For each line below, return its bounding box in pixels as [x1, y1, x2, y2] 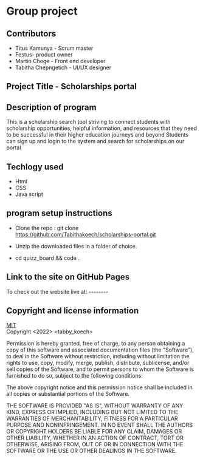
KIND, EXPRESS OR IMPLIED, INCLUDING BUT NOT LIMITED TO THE [6, 409, 179, 416]
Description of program [6, 102, 97, 112]
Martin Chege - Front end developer [15, 58, 106, 64]
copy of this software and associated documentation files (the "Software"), [6, 346, 194, 353]
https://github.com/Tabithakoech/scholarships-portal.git [15, 231, 156, 238]
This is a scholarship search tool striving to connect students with [6, 118, 171, 126]
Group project [6, 4, 78, 18]
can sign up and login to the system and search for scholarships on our [6, 138, 185, 145]
